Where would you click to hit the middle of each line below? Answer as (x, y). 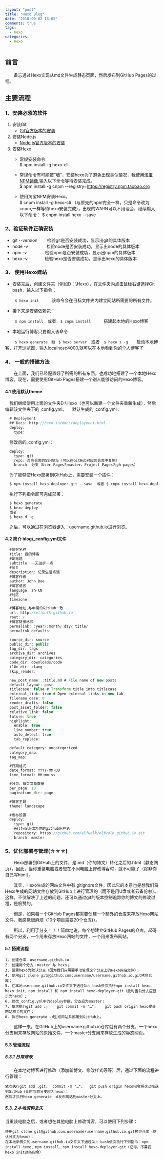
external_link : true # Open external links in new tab (66, 694)
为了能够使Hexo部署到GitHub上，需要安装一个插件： (62, 475)
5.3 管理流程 (18, 1045)
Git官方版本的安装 (37, 131)
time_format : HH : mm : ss (32, 775)
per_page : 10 (23, 788)
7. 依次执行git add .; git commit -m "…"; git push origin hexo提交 (81, 1007)
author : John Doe (27, 581)
